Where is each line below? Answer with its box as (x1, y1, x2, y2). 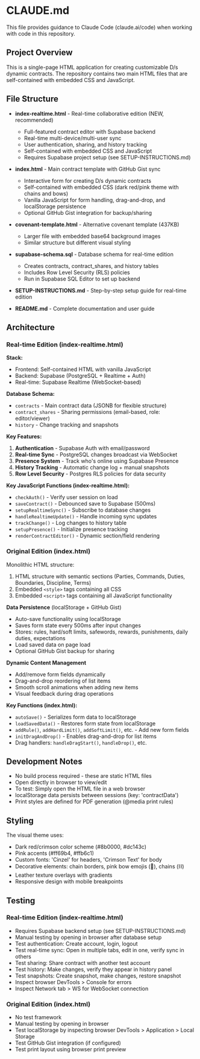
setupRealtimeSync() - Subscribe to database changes (14, 506, 151, 514)
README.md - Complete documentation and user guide (14, 305, 155, 312)
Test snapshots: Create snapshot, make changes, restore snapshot (14, 972, 181, 979)
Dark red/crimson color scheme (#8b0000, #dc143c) (14, 843, 146, 851)
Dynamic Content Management (6, 659, 86, 666)
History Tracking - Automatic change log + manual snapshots (14, 464, 170, 471)
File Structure (6, 94, 58, 104)
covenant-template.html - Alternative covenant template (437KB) (14, 221, 180, 228)
